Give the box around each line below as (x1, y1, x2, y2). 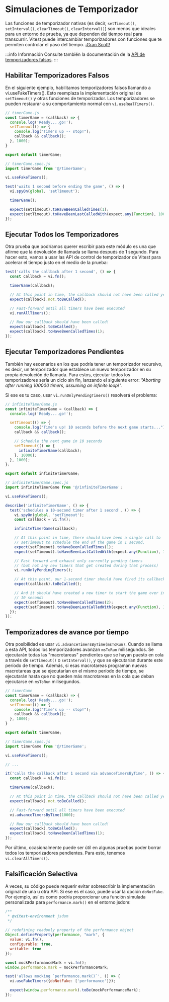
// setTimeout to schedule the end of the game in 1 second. (14, 540, 145, 545)
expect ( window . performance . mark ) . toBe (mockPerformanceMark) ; (10, 987, 141, 993)
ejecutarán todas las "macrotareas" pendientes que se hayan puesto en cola (5, 652, 164, 658)
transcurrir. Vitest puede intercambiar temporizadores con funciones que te (5, 36, 162, 42)
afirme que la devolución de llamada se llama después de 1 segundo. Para (5, 249, 158, 255)
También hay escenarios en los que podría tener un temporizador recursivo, (5, 361, 162, 367)
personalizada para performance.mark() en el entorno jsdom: (5, 899, 131, 905)
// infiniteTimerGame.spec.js (5, 480, 69, 485)
